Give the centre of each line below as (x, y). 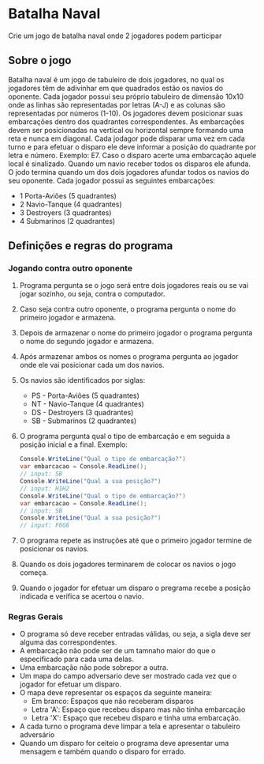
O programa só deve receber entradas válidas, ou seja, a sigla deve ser (135, 634)
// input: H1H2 (45, 488)
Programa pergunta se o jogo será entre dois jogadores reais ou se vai (134, 286)
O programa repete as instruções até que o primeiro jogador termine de (136, 541)
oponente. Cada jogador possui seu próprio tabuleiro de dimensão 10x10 (126, 96)
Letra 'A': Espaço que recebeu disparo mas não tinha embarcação (138, 709)
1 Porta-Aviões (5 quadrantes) (68, 195)
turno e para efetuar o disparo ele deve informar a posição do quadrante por (132, 146)
